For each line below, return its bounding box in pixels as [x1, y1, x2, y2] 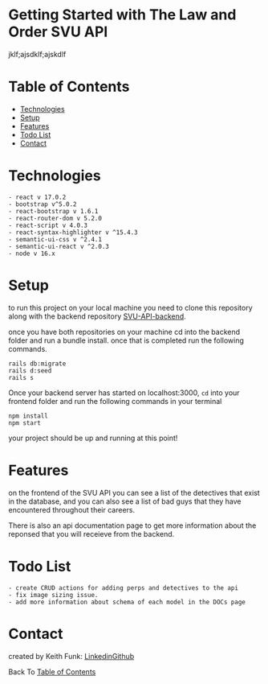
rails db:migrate [8, 360, 67, 368]
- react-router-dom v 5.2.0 [8, 214, 103, 222]
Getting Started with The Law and [8, 6, 237, 24]
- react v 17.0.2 [8, 193, 67, 201]
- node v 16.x [8, 249, 56, 258]
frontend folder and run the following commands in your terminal [8, 396, 222, 406]
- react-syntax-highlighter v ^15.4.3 [8, 228, 138, 237]
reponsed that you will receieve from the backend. [8, 529, 175, 538]
